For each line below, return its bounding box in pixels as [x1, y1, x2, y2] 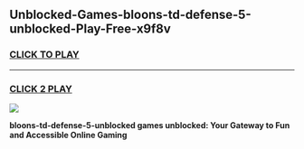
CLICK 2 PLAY [9, 82, 72, 95]
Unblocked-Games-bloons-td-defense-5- [9, 7, 252, 23]
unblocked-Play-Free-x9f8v [9, 22, 172, 37]
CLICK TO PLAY [9, 49, 80, 61]
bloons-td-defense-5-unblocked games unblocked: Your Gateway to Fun [9, 119, 290, 130]
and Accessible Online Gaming [9, 129, 128, 140]
